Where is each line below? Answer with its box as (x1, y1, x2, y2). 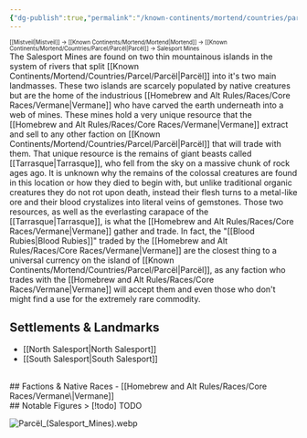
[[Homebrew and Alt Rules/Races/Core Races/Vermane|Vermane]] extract (9, 119, 289, 130)
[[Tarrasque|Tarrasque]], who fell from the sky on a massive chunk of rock (9, 157, 291, 169)
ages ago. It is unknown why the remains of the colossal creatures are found (9, 167, 298, 178)
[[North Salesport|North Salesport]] (22, 344, 157, 355)
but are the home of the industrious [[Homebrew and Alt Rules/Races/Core (9, 89, 291, 100)
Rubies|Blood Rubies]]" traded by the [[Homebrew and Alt (9, 235, 228, 246)
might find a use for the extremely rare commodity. (9, 293, 201, 304)
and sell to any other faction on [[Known (9, 129, 161, 140)
